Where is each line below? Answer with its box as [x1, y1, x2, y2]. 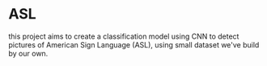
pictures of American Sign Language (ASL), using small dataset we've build [8, 39, 260, 49]
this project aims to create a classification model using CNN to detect [8, 31, 239, 41]
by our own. [8, 48, 49, 58]
